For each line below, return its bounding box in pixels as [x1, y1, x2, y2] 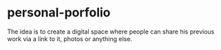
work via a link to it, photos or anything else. [7, 34, 133, 42]
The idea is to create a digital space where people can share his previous [7, 27, 215, 36]
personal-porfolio [7, 5, 111, 21]
